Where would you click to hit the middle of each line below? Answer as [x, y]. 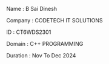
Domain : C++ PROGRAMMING [45, 44]
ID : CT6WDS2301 [29, 32]
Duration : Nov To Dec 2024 [41, 56]
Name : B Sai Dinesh [32, 9]
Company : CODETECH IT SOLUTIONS [54, 20]
